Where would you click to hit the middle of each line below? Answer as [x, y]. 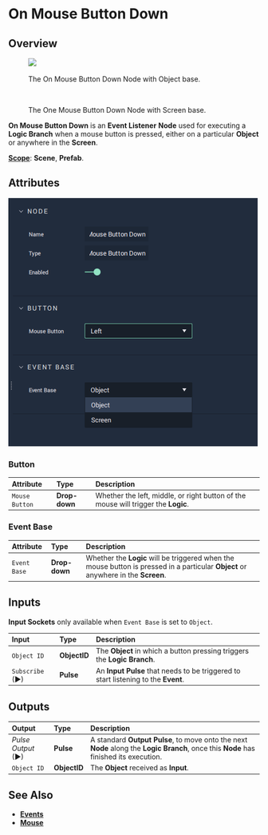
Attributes [34, 183]
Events [32, 814]
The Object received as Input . [140, 768]
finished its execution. [126, 757]
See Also [31, 795]
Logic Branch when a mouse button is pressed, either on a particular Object [134, 134]
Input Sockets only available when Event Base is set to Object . [110, 622]
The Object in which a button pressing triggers [172, 651]
